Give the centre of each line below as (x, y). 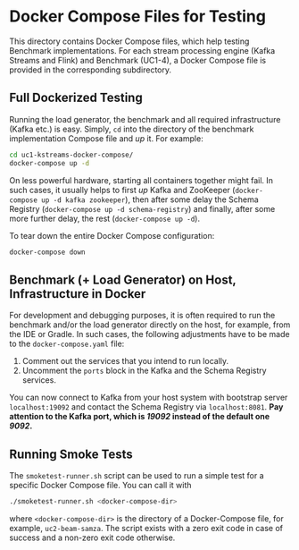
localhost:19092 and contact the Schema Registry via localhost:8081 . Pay (146, 407)
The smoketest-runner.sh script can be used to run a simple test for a (137, 475)
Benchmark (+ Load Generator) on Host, (123, 279)
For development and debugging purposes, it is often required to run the (142, 316)
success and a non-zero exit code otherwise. (92, 537)
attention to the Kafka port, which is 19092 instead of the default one (140, 417)
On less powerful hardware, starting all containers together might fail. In (141, 180)
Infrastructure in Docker (78, 294)
